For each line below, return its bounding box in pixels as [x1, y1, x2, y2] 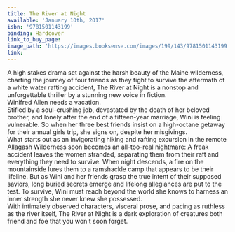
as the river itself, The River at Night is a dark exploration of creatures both [7, 209, 223, 217]
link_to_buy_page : [7, 36, 61, 43]
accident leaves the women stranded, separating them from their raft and [7, 150, 219, 158]
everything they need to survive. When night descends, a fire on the [7, 157, 204, 166]
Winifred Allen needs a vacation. [7, 98, 102, 106]
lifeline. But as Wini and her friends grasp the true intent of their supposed [7, 172, 222, 180]
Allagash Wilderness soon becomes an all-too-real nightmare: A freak [7, 143, 209, 151]
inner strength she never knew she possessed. [7, 194, 142, 203]
